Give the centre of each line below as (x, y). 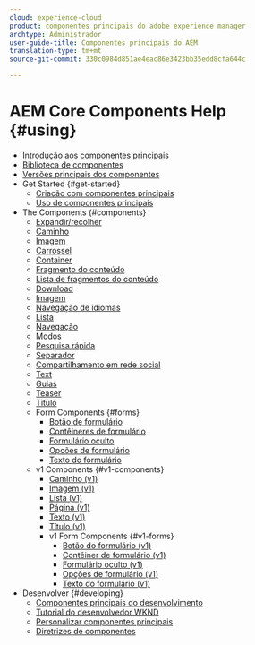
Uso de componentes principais (94, 202)
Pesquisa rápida (65, 345)
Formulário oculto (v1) (102, 564)
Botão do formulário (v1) (107, 545)
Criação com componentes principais (105, 193)
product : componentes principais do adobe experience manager (127, 26)
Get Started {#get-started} (71, 184)
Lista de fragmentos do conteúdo (97, 279)
